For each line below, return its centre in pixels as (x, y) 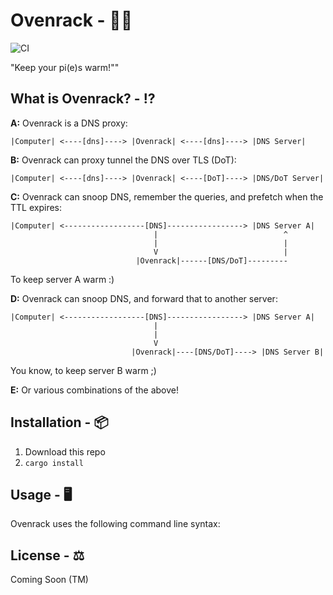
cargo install (54, 463)
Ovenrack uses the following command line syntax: (115, 524)
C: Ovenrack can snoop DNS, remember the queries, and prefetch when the (167, 196)
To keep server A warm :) (62, 279)
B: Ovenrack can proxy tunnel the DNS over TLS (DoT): (123, 160)
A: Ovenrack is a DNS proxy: (69, 123)
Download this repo (65, 451)
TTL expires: (36, 207)
